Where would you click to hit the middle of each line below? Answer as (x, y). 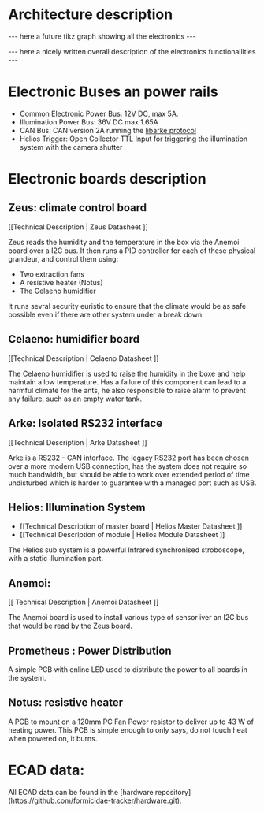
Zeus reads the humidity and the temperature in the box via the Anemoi (124, 242)
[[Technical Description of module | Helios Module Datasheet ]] (122, 535)
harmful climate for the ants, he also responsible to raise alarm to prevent (127, 390)
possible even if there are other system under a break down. (106, 314)
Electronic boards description (107, 179)
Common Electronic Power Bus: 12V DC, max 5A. (99, 113)
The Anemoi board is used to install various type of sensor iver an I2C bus (128, 618)
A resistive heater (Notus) (61, 282)
